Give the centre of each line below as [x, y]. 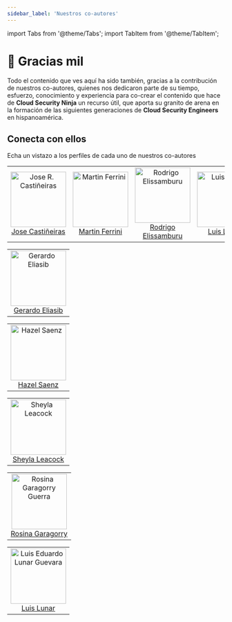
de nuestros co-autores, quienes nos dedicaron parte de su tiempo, [104, 88]
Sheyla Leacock [38, 459]
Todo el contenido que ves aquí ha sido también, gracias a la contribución [112, 80]
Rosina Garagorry [39, 534]
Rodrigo [163, 227]
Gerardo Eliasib [38, 310]
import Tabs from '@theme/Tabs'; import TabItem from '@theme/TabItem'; [113, 33]
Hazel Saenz [38, 385]
